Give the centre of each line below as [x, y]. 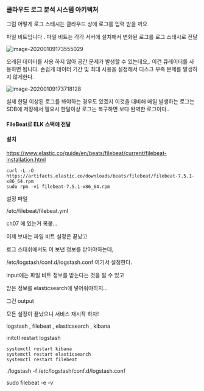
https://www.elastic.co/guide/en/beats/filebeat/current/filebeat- [87, 153]
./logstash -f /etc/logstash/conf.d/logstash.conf [66, 371]
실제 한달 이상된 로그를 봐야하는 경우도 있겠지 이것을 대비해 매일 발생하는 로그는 [100, 102]
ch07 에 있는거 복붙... [32, 224]
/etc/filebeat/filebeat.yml [37, 211]
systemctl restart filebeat [42, 360]
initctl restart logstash [33, 338]
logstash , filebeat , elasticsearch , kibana [58, 326]
